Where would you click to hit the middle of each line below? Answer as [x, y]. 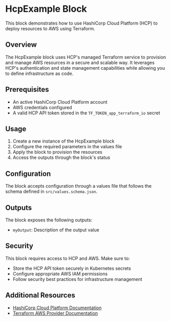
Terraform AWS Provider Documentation [55, 313]
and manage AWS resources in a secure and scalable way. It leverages [80, 63]
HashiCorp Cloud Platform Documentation [57, 308]
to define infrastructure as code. [39, 73]
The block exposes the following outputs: [49, 220]
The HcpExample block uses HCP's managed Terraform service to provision [86, 57]
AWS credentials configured [42, 107]
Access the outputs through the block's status [61, 157]
